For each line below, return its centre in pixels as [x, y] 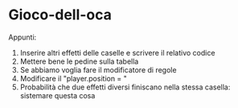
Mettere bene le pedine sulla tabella [79, 61]
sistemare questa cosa [57, 95]
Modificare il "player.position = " [73, 78]
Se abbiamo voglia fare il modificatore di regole [98, 69]
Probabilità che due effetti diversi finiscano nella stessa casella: [125, 87]
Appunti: [23, 37]
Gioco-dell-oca [60, 15]
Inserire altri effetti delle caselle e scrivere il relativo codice [117, 52]
